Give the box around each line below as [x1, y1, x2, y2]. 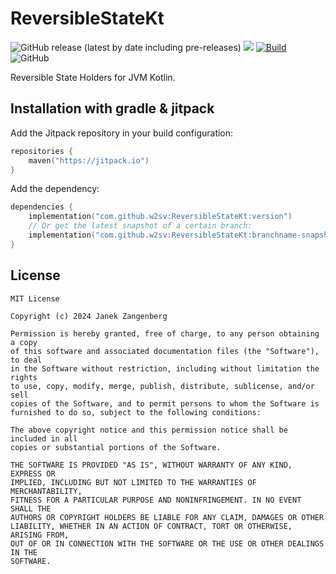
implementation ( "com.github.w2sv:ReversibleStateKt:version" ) [28, 212, 293, 222]
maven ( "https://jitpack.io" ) [28, 155, 150, 166]
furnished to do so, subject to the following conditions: [10, 407, 262, 417]
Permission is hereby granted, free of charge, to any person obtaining [10, 328, 320, 339]
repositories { [10, 146, 74, 156]
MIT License [10, 293, 60, 304]
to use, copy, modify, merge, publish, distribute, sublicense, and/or [10, 381, 315, 391]
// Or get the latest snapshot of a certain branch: [28, 221, 253, 231]
